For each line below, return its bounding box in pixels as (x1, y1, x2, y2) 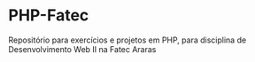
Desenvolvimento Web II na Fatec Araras (8, 43, 157, 54)
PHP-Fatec (8, 5, 89, 26)
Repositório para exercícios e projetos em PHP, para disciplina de (8, 35, 247, 45)
